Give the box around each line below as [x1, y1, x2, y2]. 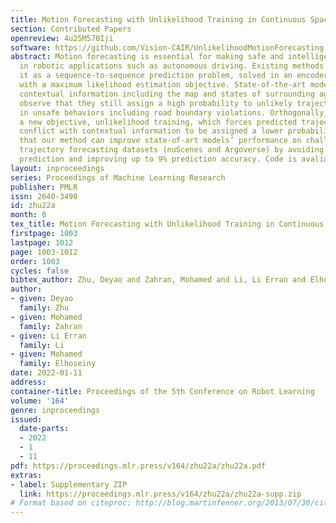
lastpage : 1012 [10, 237, 74, 248]
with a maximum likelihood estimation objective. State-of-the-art [19, 80, 307, 90]
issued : [10, 414, 43, 425]
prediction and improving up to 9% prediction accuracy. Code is [19, 154, 298, 164]
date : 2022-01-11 [10, 368, 83, 378]
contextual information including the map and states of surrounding [19, 89, 315, 99]
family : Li [19, 340, 65, 350]
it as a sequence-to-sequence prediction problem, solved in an [19, 71, 293, 81]
